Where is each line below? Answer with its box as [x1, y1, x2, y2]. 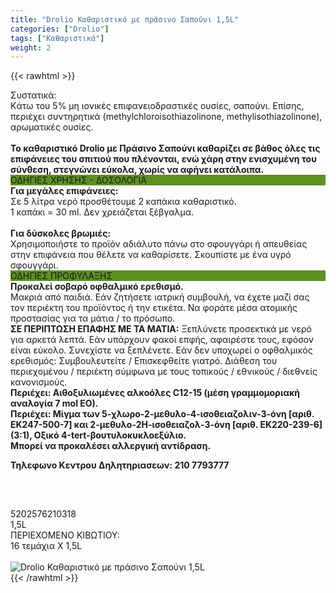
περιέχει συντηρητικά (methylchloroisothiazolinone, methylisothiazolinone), [10, 111, 323, 123]
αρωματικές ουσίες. [10, 121, 94, 133]
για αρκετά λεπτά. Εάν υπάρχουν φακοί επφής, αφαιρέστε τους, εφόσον [10, 334, 315, 346]
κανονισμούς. [10, 376, 68, 388]
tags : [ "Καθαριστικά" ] [10, 33, 105, 43]
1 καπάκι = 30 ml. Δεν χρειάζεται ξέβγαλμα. [10, 206, 195, 218]
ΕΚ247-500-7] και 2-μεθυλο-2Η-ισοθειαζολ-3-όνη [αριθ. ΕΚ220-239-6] [10, 419, 323, 431]
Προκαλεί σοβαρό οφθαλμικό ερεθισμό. [10, 281, 184, 293]
